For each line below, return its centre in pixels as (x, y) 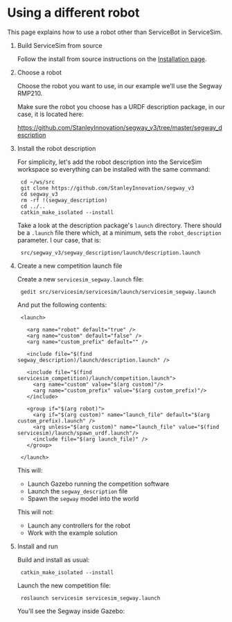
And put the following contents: (62, 304)
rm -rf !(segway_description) (64, 200)
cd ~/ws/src (38, 182)
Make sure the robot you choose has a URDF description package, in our (121, 106)
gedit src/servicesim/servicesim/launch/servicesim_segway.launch (118, 292)
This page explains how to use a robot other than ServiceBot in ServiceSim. (115, 32)
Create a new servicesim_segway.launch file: (80, 279)
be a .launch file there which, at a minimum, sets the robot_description (119, 232)
